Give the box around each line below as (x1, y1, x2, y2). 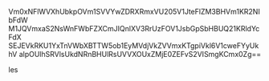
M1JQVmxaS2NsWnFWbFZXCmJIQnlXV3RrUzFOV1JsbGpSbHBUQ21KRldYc (8, 24, 260, 33)
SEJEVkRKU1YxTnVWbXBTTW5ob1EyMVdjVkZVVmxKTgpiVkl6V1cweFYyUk (8, 41, 259, 51)
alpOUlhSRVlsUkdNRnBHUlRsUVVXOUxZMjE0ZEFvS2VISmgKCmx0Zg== (18, 50, 262, 59)
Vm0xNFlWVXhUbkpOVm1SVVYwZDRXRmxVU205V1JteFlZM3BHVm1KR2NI (8, 7, 261, 16)
